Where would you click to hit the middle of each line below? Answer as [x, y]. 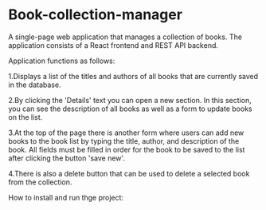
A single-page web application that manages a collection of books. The [125, 37]
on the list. [25, 117]
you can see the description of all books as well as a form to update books [130, 109]
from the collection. [40, 182]
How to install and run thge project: [66, 197]
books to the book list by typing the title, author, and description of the [124, 141]
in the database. [35, 85]
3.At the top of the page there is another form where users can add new [126, 133]
